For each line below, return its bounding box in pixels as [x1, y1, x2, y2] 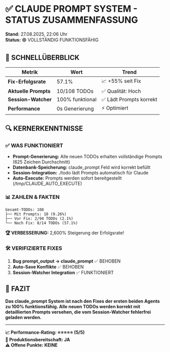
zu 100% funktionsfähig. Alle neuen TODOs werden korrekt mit [5, 303, 141, 309]
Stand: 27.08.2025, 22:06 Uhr [5, 31, 68, 37]
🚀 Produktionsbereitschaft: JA [5, 336, 70, 342]
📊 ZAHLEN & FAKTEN [5, 194, 60, 201]
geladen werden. [5, 314, 42, 320]
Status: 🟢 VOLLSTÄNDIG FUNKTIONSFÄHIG [5, 37, 99, 43]
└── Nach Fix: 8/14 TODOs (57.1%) [5, 220, 78, 225]
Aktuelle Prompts [8, 87, 51, 95]
